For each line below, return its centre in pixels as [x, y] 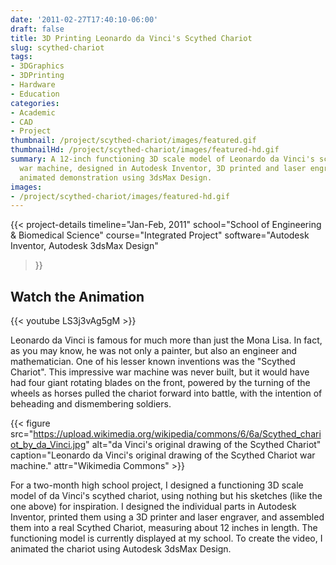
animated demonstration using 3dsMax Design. [116, 177]
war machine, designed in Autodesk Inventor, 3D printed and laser [163, 168]
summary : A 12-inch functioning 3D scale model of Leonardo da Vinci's [162, 159]
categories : [35, 103]
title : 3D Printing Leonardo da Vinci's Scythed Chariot [131, 38]
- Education [35, 94]
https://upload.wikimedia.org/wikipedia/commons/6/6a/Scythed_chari [177, 434]
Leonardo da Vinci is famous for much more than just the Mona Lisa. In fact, [166, 340]
